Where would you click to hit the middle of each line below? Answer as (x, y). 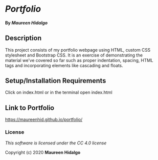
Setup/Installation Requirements (56, 81)
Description (23, 38)
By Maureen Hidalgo (26, 22)
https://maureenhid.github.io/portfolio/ (44, 120)
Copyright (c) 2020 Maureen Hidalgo (43, 152)
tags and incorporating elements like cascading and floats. (64, 65)
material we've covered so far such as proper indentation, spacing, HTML (79, 60)
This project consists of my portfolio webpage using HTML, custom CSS (78, 50)
